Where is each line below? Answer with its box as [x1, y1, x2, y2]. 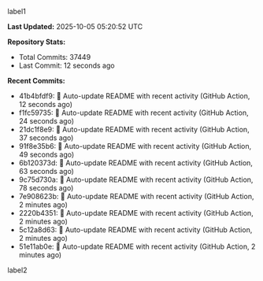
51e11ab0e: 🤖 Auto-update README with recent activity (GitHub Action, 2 [18, 242, 256, 251]
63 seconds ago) [18, 167, 74, 176]
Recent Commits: [7, 76, 65, 85]
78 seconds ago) [18, 183, 74, 192]
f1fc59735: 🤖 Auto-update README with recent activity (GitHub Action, [18, 108, 249, 117]
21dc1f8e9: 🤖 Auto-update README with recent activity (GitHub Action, [18, 125, 250, 134]
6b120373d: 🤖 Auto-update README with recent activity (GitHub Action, [18, 158, 254, 168]
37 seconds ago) [18, 133, 74, 142]
